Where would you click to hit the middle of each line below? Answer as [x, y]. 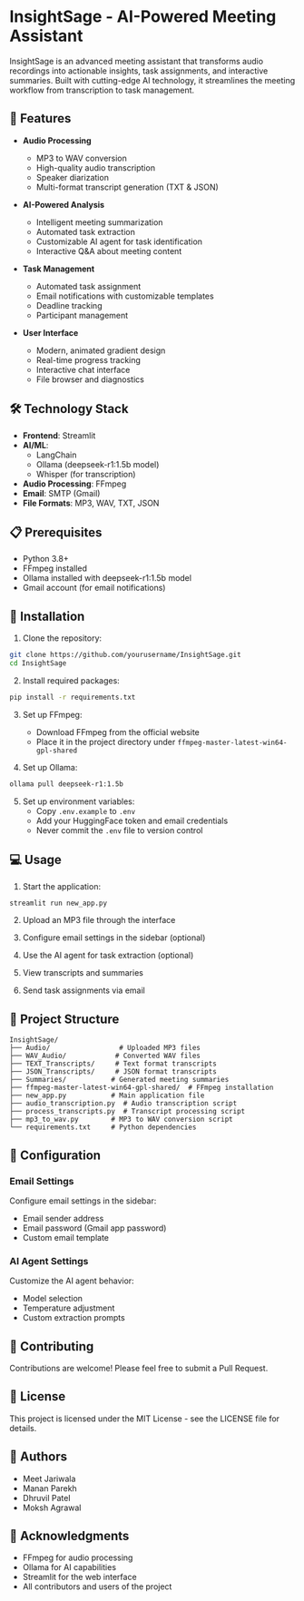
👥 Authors [39, 1457]
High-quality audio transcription [96, 167]
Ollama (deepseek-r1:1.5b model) [98, 464]
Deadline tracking [69, 305]
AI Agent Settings [49, 1261]
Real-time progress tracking [88, 359]
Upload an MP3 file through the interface [99, 920]
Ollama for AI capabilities [69, 1567]
